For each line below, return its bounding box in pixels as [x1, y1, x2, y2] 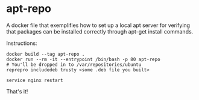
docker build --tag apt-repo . [6, 51, 85, 57]
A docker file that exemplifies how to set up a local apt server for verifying [6, 22, 191, 29]
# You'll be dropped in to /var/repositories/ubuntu [6, 62, 142, 68]
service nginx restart [6, 77, 63, 83]
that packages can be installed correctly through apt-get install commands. [6, 28, 194, 35]
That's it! [6, 87, 28, 95]
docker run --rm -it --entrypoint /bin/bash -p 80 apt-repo [6, 56, 161, 62]
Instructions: [6, 40, 37, 47]
